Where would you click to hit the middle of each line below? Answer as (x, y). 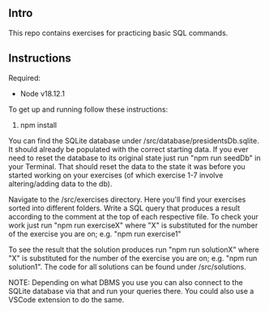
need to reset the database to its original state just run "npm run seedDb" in (134, 158)
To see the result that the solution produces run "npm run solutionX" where (134, 249)
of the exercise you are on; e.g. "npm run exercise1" (95, 233)
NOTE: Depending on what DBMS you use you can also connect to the (126, 282)
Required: (25, 78)
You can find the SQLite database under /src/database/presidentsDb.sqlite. (134, 140)
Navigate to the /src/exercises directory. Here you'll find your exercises (127, 199)
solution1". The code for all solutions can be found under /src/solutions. (128, 266)
